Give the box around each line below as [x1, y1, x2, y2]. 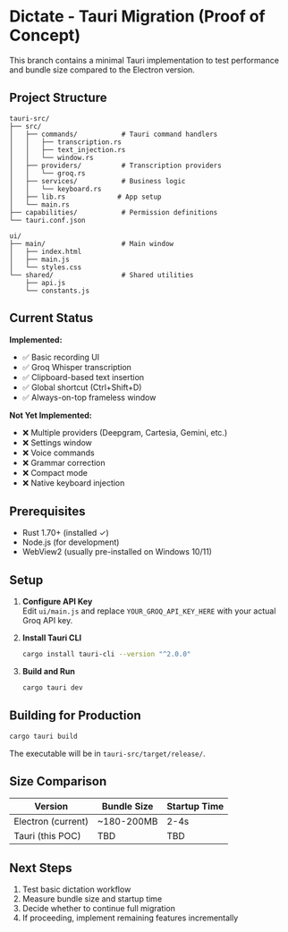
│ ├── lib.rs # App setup [9, 192, 163, 201]
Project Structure [9, 90, 107, 106]
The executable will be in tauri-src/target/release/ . [9, 748, 206, 758]
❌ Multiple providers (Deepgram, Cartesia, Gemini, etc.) [21, 427, 228, 437]
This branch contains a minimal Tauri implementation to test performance [9, 55, 280, 65]
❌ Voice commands [21, 447, 96, 458]
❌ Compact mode [21, 467, 88, 478]
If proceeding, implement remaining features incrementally [21, 912, 239, 923]
